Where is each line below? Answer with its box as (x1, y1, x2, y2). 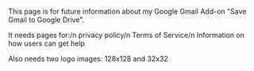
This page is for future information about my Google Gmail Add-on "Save (8, 7, 247, 16)
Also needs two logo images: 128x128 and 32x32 (8, 54, 168, 63)
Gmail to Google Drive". (8, 15, 85, 24)
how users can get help (8, 39, 86, 48)
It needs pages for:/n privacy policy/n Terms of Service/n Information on (8, 31, 244, 39)
